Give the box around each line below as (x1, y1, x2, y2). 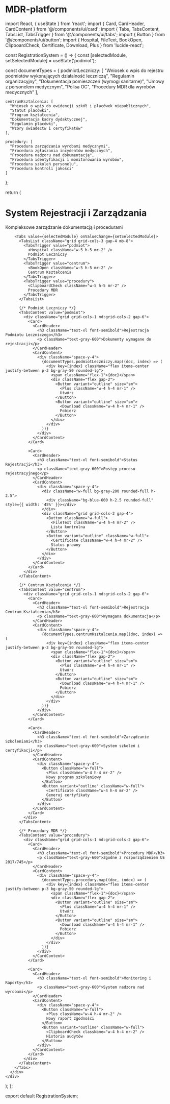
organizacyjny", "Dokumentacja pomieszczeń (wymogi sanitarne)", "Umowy (5, 78, 164, 84)
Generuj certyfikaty (46, 793, 90, 798)
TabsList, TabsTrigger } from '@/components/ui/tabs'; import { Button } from (5, 31, 165, 37)
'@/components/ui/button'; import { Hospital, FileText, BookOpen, (5, 37, 143, 43)
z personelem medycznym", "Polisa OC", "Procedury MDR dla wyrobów (5, 83, 155, 90)
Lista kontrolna (50, 524, 86, 530)
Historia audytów (46, 1034, 83, 1039)
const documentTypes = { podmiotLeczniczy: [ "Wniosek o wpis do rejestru (5, 67, 164, 74)
